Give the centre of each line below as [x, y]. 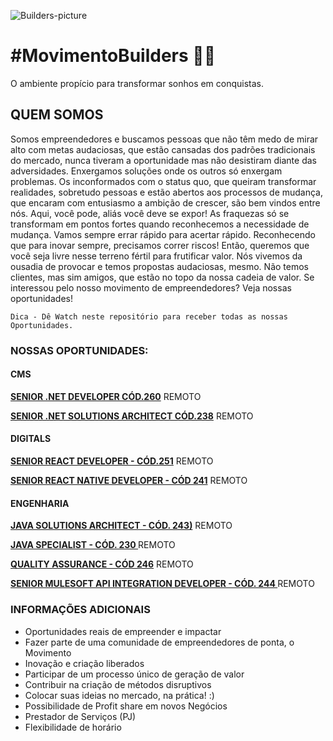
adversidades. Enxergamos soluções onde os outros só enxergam [146, 171]
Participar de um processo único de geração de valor [134, 674]
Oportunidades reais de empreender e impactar [123, 631]
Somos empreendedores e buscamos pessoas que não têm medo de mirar [164, 139]
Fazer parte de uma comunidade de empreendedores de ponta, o [159, 642]
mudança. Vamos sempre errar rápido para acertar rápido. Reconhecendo [163, 234]
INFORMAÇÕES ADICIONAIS [80, 610]
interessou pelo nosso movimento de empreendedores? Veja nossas [151, 287]
